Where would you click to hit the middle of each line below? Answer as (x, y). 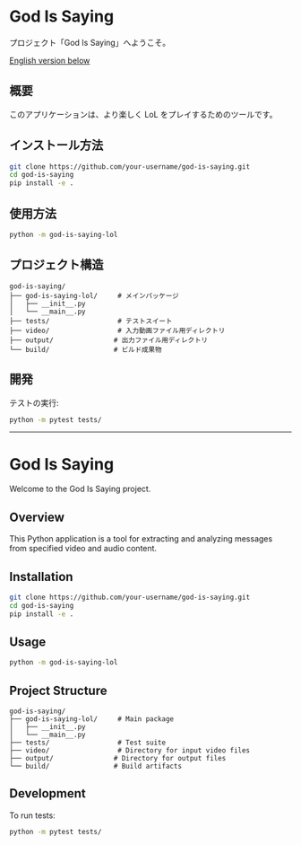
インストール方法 (56, 145)
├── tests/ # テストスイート (91, 321)
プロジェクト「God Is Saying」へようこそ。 (90, 42)
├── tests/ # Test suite (88, 743)
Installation (41, 577)
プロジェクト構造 (56, 265)
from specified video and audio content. (83, 549)
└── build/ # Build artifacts (95, 766)
